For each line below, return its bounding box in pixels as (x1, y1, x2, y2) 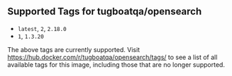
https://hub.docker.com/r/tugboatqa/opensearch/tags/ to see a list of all (7, 53, 218, 61)
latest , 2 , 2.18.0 (17, 24, 67, 32)
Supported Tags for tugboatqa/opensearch (7, 6, 202, 18)
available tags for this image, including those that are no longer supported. (7, 60, 226, 69)
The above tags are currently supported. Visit (7, 45, 140, 53)
